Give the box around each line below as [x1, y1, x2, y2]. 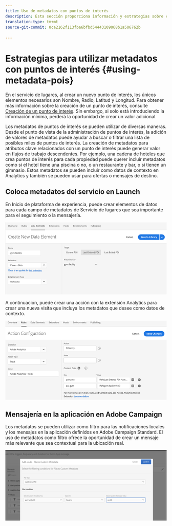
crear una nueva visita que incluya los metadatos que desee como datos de [5, 305, 165, 311]
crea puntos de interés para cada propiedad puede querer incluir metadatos [5, 156, 165, 162]
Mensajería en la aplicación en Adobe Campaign [5, 410, 162, 419]
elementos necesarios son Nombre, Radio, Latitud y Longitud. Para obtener [5, 97, 164, 103]
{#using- [102, 64, 141, 76]
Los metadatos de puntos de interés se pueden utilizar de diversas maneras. [5, 123, 167, 130]
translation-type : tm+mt [5, 19, 58, 24]
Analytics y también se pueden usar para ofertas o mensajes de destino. [5, 173, 158, 179]
